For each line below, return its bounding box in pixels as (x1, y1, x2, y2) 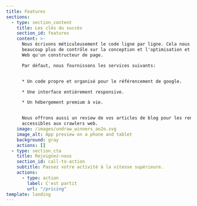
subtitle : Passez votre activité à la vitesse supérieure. (16, 164, 164, 170)
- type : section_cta (11, 147, 62, 154)
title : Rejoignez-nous (16, 153, 72, 159)
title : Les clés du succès (16, 25, 83, 31)
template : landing (6, 191, 51, 197)
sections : (6, 14, 30, 20)
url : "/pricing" (27, 186, 67, 192)
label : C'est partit (27, 180, 77, 186)
